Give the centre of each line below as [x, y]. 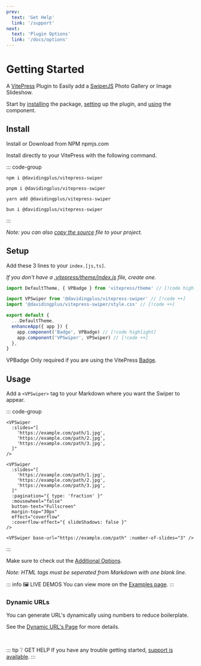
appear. [16, 400]
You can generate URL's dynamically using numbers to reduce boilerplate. [98, 615]
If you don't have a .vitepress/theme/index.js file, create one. [81, 277]
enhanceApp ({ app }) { [40, 326]
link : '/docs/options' [40, 40]
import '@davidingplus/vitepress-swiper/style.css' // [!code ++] [91, 304]
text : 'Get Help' [33, 17]
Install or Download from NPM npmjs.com [57, 143]
